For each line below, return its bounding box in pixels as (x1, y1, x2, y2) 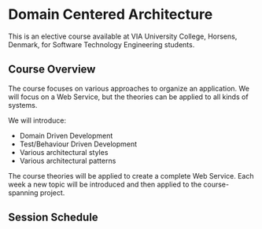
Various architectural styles (19, 147, 109, 157)
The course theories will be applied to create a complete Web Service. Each (8, 171, 254, 180)
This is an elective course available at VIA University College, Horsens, (8, 31, 238, 41)
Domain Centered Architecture (8, 6, 213, 24)
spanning (8, 187, 39, 198)
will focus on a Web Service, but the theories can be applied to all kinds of (8, 92, 249, 102)
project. (39, 187, 65, 198)
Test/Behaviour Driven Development (19, 139, 138, 149)
